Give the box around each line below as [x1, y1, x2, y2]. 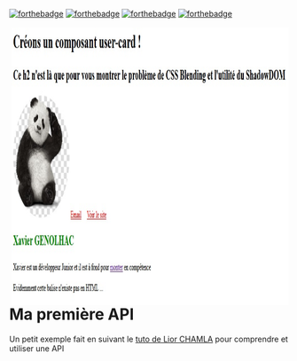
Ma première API [9, 304, 135, 324]
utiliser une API [9, 342, 65, 354]
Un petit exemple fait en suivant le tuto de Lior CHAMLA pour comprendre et [9, 334, 288, 344]
